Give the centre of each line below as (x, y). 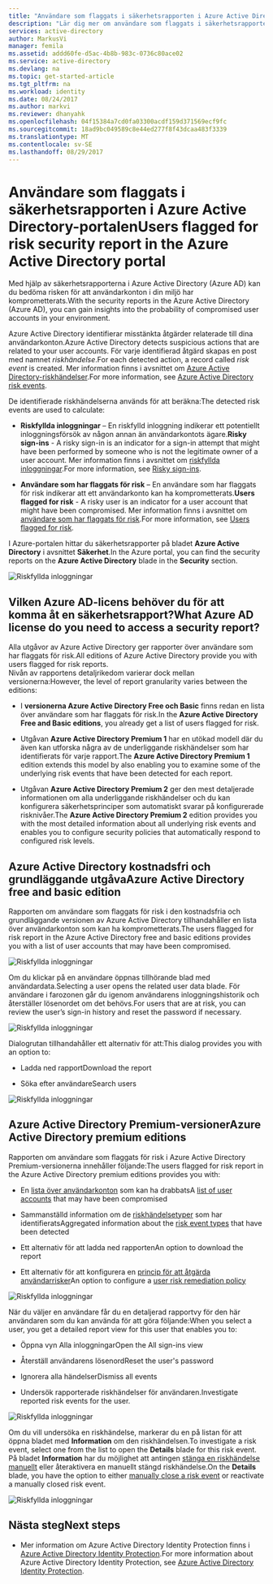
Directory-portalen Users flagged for (133, 226)
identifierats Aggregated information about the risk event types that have (141, 1223)
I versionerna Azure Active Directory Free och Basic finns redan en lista (142, 706)
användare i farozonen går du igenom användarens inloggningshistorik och (134, 994)
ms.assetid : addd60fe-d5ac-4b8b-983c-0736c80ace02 (96, 54)
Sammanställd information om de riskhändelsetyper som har (121, 1214)
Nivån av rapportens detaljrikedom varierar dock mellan (102, 673)
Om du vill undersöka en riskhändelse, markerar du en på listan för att (125, 1432)
